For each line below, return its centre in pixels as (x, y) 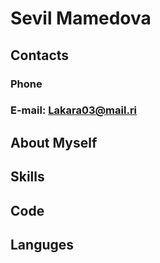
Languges (42, 244)
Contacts (40, 55)
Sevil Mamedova (81, 18)
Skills (27, 177)
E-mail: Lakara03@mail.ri (74, 110)
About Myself (54, 142)
